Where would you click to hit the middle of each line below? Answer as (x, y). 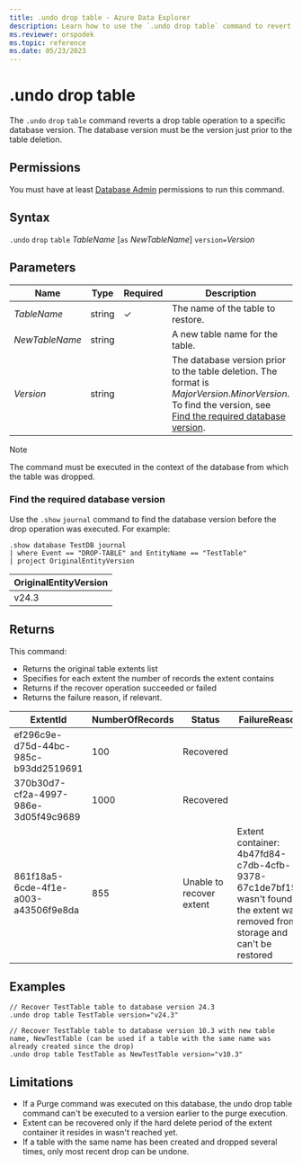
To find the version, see (222, 405)
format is (191, 382)
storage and (262, 932)
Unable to (203, 882)
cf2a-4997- (41, 794)
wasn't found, (266, 898)
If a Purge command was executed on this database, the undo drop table (157, 1104)
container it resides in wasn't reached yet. (100, 1133)
